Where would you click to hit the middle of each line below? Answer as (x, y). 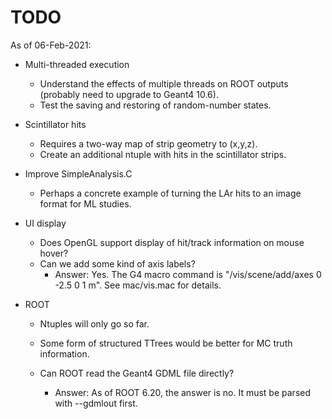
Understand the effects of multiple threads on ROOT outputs (164, 83)
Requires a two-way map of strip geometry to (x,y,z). (148, 143)
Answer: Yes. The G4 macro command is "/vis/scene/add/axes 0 (188, 274)
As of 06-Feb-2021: (51, 45)
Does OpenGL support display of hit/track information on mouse (172, 242)
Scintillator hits (55, 124)
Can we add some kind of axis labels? (117, 263)
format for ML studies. (85, 203)
